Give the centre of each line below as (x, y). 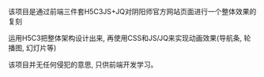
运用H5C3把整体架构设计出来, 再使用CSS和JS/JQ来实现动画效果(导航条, (125, 38)
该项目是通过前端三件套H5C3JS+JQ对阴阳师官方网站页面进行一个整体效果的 (132, 11)
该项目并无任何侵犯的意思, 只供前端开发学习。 (83, 64)
